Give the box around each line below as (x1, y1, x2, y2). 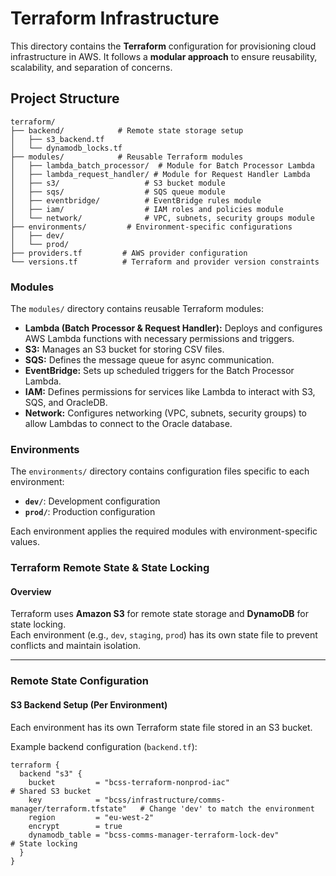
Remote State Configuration (10, 674, 149, 688)
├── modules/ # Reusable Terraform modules (10, 152, 244, 162)
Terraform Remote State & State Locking (10, 561, 210, 575)
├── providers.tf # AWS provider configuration (10, 248, 248, 258)
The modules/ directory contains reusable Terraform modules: (10, 303, 264, 315)
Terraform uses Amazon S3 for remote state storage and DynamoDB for (10, 608, 310, 620)
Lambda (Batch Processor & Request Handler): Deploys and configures (24, 322, 323, 334)
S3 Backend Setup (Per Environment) (10, 698, 168, 711)
